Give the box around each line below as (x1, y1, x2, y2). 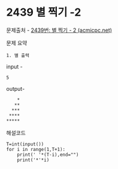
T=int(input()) (6, 141, 44, 147)
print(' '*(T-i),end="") (17, 152, 79, 158)
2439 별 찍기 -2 (6, 5, 81, 19)
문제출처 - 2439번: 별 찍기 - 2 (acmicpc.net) (6, 26, 113, 34)
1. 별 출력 (6, 52, 30, 58)
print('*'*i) (17, 157, 50, 163)
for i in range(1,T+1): (6, 146, 66, 152)
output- (6, 85, 25, 92)
